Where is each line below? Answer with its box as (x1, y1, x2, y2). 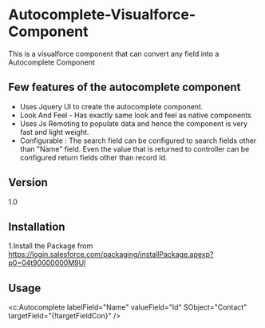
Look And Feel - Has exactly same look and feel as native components (19, 110, 251, 120)
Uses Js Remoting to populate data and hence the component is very (19, 118, 248, 128)
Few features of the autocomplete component (8, 81, 241, 94)
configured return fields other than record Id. (19, 152, 168, 162)
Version (8, 176, 48, 189)
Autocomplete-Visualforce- (8, 6, 196, 24)
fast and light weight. (19, 127, 89, 136)
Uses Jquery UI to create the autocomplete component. (19, 101, 204, 111)
